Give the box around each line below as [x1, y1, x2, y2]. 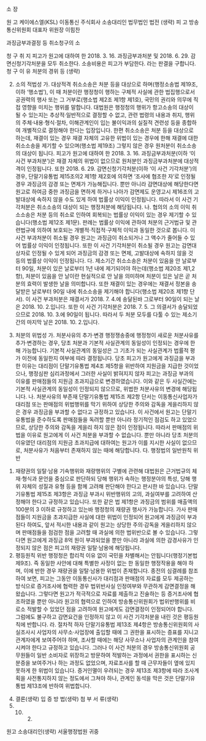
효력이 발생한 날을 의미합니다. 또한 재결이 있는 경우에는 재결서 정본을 [26, 280, 191, 287]
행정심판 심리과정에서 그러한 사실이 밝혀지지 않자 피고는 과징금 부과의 [28, 370, 194, 377]
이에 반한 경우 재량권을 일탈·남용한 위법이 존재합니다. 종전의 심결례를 [23, 567, 187, 574]
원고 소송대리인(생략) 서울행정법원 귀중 [6, 728, 99, 735]
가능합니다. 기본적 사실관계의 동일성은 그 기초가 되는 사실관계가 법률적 [21, 347, 189, 354]
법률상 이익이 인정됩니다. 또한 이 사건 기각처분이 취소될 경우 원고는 [21, 242, 181, 249]
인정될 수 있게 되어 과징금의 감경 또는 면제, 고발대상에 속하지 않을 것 [31, 249, 194, 257]
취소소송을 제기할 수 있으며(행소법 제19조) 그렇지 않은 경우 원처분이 [15, 142, 176, 149]
